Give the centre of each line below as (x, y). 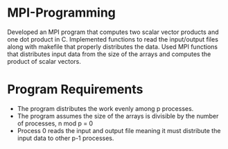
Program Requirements (75, 90)
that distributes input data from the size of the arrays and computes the (109, 54)
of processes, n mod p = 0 (55, 123)
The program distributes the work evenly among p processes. (105, 108)
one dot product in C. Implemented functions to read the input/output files (113, 39)
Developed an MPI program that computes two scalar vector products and (113, 32)
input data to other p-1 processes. (65, 138)
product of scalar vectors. (44, 61)
